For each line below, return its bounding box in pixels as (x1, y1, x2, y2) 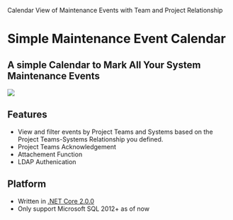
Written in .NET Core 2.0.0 (17, 197, 94, 205)
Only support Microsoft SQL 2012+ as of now (17, 204, 150, 213)
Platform (7, 178, 47, 190)
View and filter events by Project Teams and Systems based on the (17, 127, 214, 136)
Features (7, 109, 47, 121)
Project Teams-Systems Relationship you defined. (17, 134, 164, 144)
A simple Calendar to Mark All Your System (7, 59, 201, 71)
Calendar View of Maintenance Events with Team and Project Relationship (7, 6, 223, 14)
